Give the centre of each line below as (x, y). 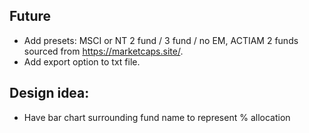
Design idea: (49, 93)
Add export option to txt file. (82, 61)
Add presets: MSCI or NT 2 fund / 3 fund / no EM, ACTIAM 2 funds (161, 40)
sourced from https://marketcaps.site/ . (103, 51)
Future (30, 16)
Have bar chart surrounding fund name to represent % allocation (157, 117)
